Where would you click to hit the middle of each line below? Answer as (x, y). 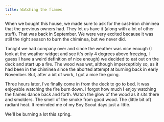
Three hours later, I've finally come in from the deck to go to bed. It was (77, 84)
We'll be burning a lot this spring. (38, 114)
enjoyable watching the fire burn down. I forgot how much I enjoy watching (81, 89)
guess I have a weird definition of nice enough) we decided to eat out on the (82, 59)
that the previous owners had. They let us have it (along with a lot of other (80, 29)
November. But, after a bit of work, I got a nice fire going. (62, 74)
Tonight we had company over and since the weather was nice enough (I (79, 48)
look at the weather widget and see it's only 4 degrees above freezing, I (78, 54)
